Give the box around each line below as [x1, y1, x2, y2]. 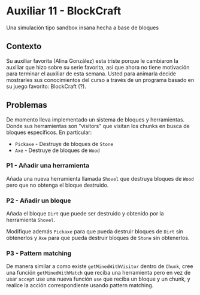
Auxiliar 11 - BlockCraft [6, 4, 122, 18]
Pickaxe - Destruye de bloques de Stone [14, 140, 114, 147]
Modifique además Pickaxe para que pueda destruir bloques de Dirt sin [6, 228, 184, 235]
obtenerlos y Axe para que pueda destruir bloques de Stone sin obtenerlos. [6, 235, 190, 242]
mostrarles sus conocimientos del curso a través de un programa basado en [6, 76, 195, 83]
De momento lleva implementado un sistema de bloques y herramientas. [6, 115, 185, 123]
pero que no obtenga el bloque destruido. [6, 181, 109, 188]
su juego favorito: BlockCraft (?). [6, 83, 87, 90]
